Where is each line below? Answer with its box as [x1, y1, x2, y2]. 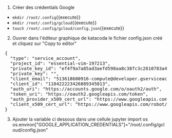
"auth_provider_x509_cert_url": [10, 97, 92, 102]
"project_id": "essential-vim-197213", [10, 61, 111, 66]
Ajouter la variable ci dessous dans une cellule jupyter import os [12, 116, 148, 122]
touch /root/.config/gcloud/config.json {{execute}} [12, 25, 124, 31]
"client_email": [10, 76, 51, 81]
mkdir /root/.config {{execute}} [12, 14, 81, 20]
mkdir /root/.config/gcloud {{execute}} [12, 20, 97, 26]
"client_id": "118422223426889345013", [10, 81, 111, 86]
